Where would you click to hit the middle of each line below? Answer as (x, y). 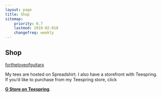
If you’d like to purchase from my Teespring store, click (61, 79)
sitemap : (14, 19)
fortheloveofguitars (25, 64)
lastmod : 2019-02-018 (36, 28)
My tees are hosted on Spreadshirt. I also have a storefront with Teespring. (81, 74)
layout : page (19, 10)
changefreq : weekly (34, 33)
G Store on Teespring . (28, 89)
